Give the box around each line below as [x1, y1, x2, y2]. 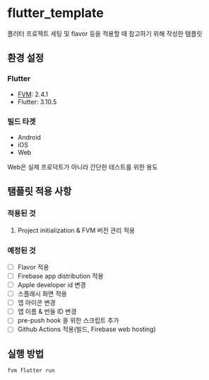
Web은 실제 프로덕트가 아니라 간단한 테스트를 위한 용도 [7, 162, 158, 171]
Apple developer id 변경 [17, 281, 86, 289]
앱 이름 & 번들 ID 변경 [17, 307, 77, 316]
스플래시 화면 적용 [17, 289, 67, 298]
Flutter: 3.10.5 [17, 97, 57, 106]
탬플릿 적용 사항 [7, 186, 72, 198]
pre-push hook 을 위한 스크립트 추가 [17, 316, 119, 325]
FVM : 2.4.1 [17, 90, 49, 99]
